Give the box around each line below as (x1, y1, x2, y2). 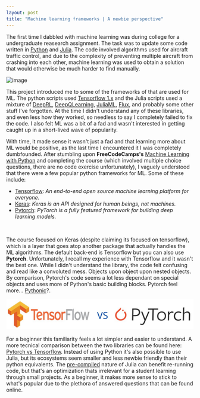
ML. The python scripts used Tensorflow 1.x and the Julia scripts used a (6, 94, 183, 102)
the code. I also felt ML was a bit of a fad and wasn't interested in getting (6, 120, 185, 127)
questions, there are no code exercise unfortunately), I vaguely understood (6, 163, 190, 170)
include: (6, 176, 26, 183)
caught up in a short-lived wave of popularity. (6, 126, 118, 133)
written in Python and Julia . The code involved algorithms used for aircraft (6, 45, 188, 53)
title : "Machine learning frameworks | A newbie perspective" (6, 16, 164, 22)
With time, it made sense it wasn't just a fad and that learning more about (6, 137, 186, 145)
